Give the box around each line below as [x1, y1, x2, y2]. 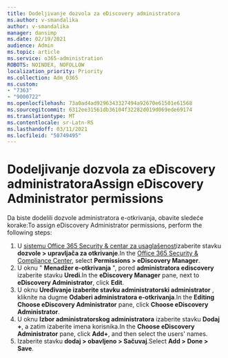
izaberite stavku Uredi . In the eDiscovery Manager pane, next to [17, 271, 200, 279]
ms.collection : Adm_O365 [7, 74, 79, 81]
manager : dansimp [7, 29, 57, 37]
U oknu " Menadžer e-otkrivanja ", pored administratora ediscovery [17, 263, 215, 272]
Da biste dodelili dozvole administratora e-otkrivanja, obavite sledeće [7, 214, 204, 222]
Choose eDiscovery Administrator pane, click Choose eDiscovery [17, 301, 209, 309]
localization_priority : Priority [7, 68, 103, 74]
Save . [17, 344, 34, 352]
